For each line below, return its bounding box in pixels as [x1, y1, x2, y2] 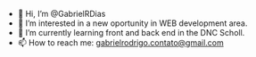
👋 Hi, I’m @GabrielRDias [17, 9, 106, 19]
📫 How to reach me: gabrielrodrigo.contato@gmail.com [17, 37, 225, 48]
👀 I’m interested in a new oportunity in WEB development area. [17, 18, 248, 28]
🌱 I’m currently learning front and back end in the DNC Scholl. [17, 28, 245, 37]
